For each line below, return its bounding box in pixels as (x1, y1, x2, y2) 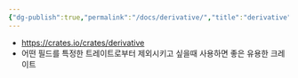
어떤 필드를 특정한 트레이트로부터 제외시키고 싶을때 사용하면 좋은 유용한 (20, 48, 269, 58)
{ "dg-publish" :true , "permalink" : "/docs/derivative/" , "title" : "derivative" (8, 12, 292, 22)
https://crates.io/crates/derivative (20, 37, 145, 48)
